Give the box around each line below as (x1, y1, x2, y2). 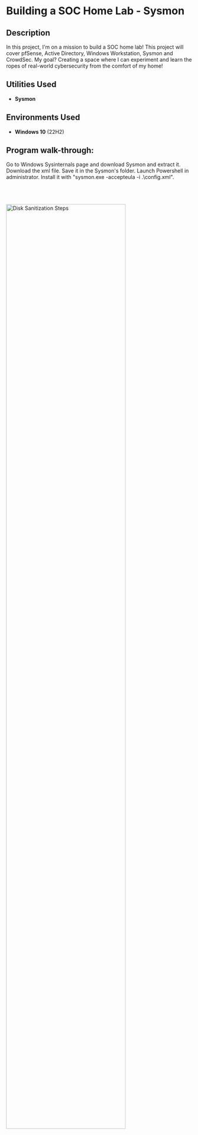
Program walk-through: (6, 145, 95, 155)
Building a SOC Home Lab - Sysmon (6, 4, 185, 18)
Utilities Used (6, 79, 57, 89)
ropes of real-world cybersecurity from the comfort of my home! (6, 62, 164, 69)
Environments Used (6, 113, 80, 123)
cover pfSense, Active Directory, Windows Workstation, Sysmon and (6, 50, 173, 57)
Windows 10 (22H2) (14, 128, 64, 135)
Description (6, 28, 50, 38)
